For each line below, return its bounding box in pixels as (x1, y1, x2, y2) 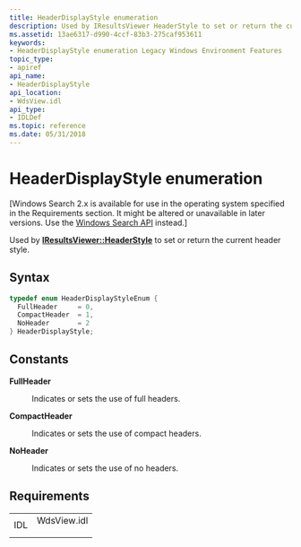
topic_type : (9, 55, 54, 64)
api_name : (9, 72, 47, 81)
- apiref (9, 64, 42, 73)
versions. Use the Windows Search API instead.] (9, 217, 188, 228)
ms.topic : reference (9, 122, 87, 131)
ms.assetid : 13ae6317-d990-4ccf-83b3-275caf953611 (9, 30, 202, 39)
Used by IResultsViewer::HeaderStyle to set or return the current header (9, 234, 281, 245)
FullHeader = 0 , (17, 302, 94, 311)
